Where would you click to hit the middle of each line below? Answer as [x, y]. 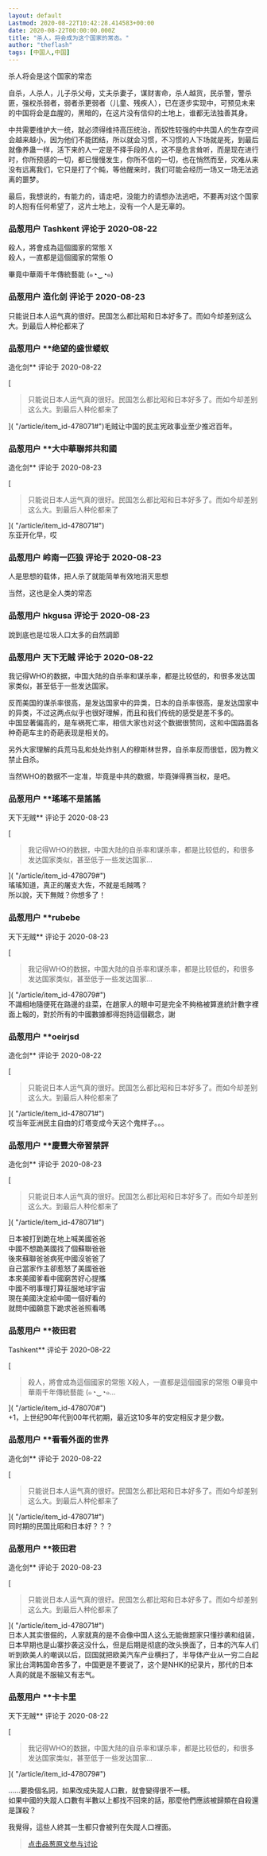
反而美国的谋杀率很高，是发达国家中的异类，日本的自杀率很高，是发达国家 [130, 703]
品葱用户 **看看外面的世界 [59, 1440]
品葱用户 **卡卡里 [43, 1697]
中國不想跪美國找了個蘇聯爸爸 [57, 1249]
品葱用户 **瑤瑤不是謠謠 [54, 799]
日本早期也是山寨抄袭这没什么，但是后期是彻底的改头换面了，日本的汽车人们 [133, 1645]
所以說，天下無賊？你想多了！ [57, 895]
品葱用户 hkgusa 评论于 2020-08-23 [79, 616]
